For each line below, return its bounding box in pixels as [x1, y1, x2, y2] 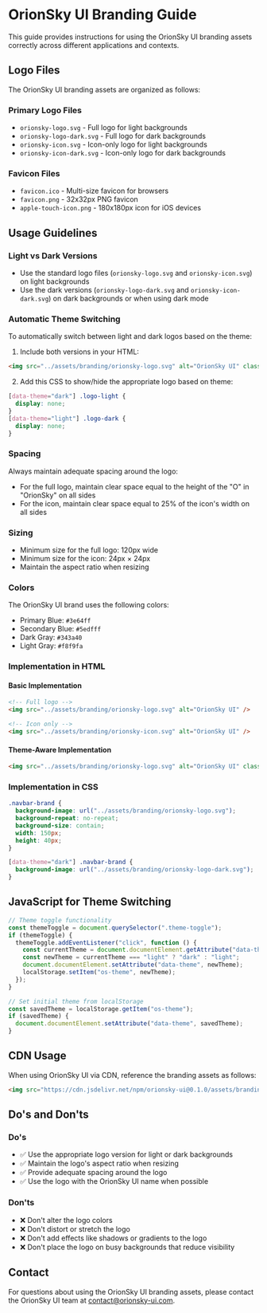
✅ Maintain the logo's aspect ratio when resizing [19, 1158, 179, 1169]
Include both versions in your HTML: [19, 347, 139, 356]
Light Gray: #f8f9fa [19, 641, 83, 651]
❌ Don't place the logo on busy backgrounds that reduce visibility [19, 1242, 235, 1252]
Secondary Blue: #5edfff [19, 624, 102, 634]
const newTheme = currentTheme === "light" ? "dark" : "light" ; [22, 953, 240, 961]
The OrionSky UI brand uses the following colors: [8, 600, 169, 610]
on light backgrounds [19, 277, 90, 286]
